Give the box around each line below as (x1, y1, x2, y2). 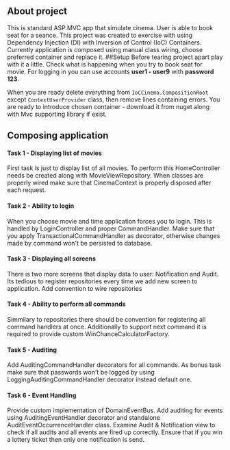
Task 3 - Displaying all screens (7, 254, 96, 263)
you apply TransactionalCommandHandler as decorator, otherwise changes (7, 231, 220, 239)
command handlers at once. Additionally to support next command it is (7, 322, 207, 331)
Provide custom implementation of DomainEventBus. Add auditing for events (7, 406, 223, 414)
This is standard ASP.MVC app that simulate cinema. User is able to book (7, 23, 214, 32)
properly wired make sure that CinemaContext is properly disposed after (7, 178, 212, 187)
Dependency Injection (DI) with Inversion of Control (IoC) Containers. (7, 38, 202, 47)
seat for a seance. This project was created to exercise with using (7, 31, 193, 39)
